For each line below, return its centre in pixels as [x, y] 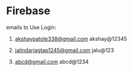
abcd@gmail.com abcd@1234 [52, 62]
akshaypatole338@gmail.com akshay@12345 [71, 38]
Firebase [28, 11]
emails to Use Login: [31, 27]
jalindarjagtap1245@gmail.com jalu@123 [64, 50]
